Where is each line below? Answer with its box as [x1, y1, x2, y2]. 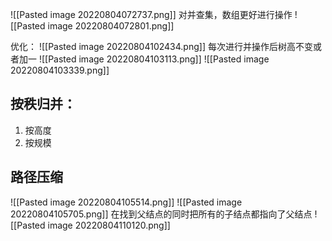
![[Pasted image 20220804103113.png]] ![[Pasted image [38, 53, 270, 65]
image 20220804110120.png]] [47, 219, 171, 231]
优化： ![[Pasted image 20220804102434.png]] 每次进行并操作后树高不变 [10, 41, 313, 52]
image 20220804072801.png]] [47, 20, 175, 32]
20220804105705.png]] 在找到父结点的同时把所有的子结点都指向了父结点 [10, 208, 313, 220]
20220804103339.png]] [10, 64, 110, 76]
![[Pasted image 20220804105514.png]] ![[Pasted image [10, 196, 243, 208]
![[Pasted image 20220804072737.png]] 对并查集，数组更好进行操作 [10, 9, 293, 20]
